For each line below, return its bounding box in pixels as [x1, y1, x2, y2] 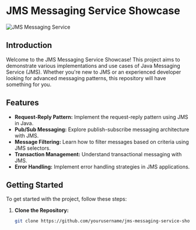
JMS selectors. [14, 145, 51, 152]
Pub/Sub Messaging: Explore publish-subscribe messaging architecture [14, 126, 190, 133]
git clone [14, 218, 39, 224]
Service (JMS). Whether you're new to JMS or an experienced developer [6, 68, 181, 75]
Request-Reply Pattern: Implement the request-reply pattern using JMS [14, 113, 188, 121]
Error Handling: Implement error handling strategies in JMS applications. [14, 163, 190, 170]
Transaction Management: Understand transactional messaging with [14, 150, 182, 157]
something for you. [6, 81, 51, 88]
